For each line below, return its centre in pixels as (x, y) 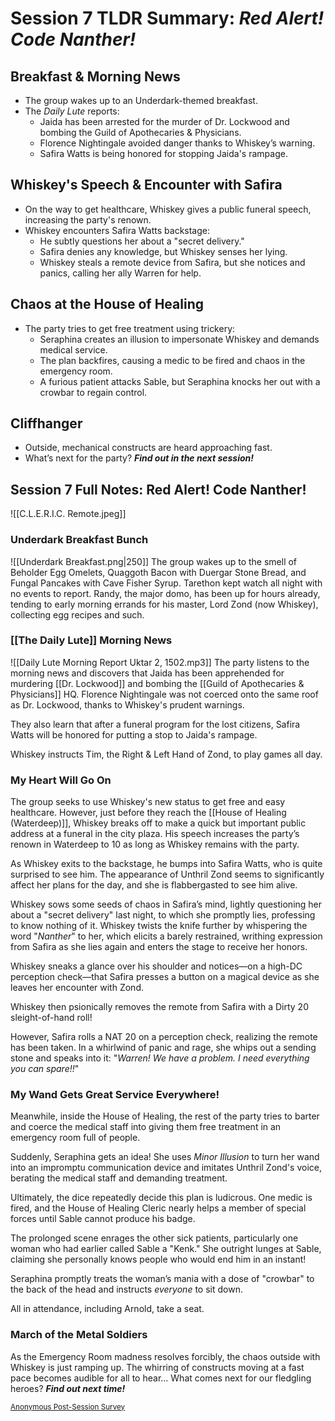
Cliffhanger (46, 423)
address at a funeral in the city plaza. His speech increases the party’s (155, 834)
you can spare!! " (45, 1069)
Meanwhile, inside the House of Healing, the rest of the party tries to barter (165, 1116)
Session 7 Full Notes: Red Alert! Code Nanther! (158, 489)
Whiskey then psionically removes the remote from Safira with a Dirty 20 (159, 1007)
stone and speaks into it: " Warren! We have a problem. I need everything (160, 1058)
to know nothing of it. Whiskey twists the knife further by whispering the (159, 926)
